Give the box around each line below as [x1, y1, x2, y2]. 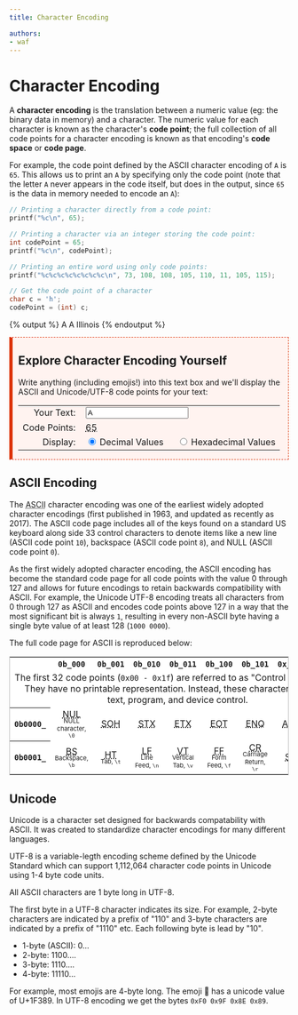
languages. [9, 834, 51, 844]
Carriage [242, 750, 268, 759]
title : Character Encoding [9, 12, 109, 22]
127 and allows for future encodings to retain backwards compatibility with [9, 582, 282, 593]
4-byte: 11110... [21, 969, 76, 979]
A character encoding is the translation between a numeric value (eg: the [9, 105, 278, 116]
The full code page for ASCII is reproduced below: [9, 637, 192, 648]
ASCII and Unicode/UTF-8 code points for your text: [18, 386, 208, 396]
